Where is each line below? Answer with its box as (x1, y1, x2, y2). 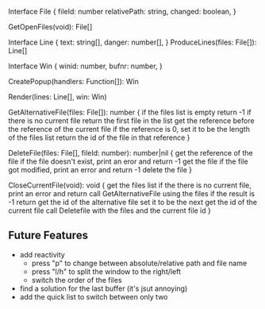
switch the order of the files (31, 275, 122, 284)
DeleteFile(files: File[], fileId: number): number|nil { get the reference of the (8, 149, 253, 157)
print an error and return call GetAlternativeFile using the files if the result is (8, 189, 255, 198)
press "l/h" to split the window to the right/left (31, 266, 181, 276)
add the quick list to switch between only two (19, 292, 168, 301)
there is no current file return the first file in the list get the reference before (8, 116, 255, 126)
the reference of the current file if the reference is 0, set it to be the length (8, 125, 250, 133)
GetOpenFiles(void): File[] (8, 22, 93, 31)
